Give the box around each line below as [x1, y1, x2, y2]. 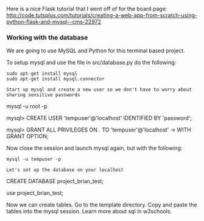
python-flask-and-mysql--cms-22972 [6, 18, 102, 25]
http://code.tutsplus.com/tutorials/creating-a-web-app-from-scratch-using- [6, 12, 198, 19]
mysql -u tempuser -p [6, 156, 62, 163]
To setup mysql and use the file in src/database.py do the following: [6, 59, 177, 66]
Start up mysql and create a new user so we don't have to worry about [6, 86, 192, 93]
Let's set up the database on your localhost [6, 167, 124, 173]
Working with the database [6, 33, 88, 41]
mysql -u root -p [6, 103, 47, 110]
